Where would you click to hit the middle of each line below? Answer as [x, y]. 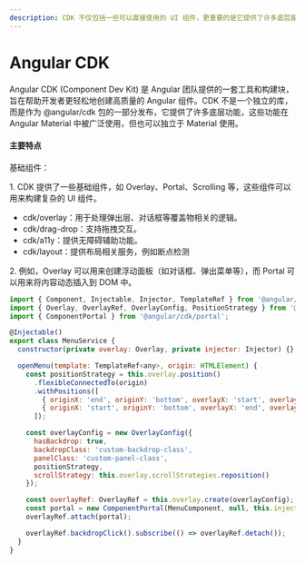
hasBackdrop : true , [70, 441]
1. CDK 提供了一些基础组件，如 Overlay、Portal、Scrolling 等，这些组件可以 [151, 186]
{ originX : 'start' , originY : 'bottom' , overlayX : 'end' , [154, 408]
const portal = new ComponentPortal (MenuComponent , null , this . [150, 509]
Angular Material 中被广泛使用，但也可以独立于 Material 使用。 [126, 123]
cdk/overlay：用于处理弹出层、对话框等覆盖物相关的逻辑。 [132, 217]
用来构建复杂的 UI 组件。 [56, 198]
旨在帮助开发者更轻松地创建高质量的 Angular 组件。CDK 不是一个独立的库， [151, 100]
